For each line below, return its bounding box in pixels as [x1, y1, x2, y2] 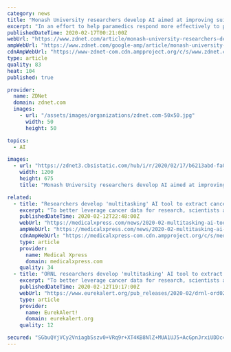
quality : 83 [7, 61, 41, 68]
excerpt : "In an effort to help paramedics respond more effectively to [7, 23, 220, 30]
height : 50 [25, 124, 57, 131]
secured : [7, 334, 32, 341]
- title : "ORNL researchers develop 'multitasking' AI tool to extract [13, 271, 223, 278]
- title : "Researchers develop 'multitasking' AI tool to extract [13, 200, 208, 207]
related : [7, 194, 32, 201]
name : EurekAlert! [25, 309, 78, 316]
